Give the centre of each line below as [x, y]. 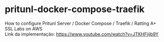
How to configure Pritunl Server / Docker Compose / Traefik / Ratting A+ [80, 23]
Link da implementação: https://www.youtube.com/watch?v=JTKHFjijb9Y [82, 34]
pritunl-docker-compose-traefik [75, 9]
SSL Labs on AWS [24, 28]
